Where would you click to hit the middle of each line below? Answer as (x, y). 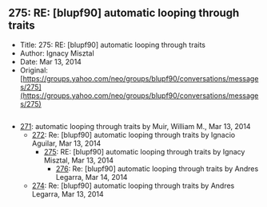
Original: (34, 70)
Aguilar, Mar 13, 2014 (66, 143)
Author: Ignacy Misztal (57, 53)
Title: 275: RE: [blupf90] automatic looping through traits (113, 45)
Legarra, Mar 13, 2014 (68, 193)
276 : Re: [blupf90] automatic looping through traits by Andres (157, 168)
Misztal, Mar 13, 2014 (79, 160)
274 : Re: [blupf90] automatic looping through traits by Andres (133, 186)
